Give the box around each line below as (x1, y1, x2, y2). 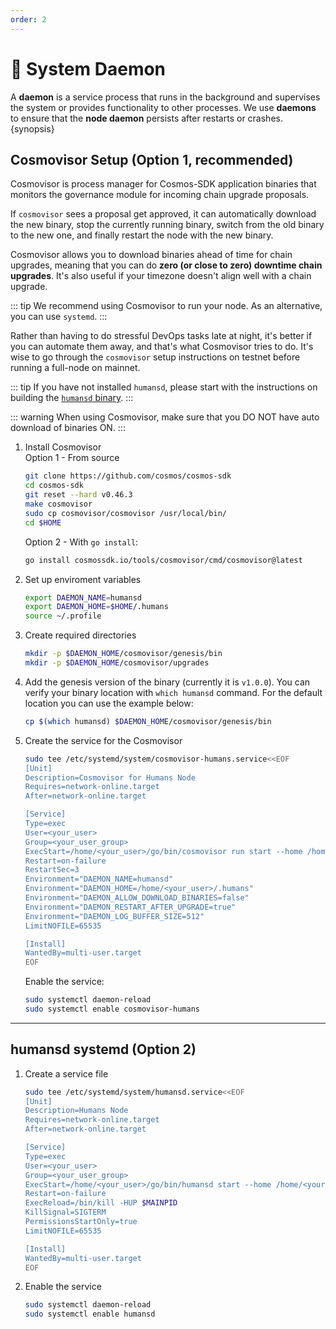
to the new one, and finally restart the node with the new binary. (10, 229, 274, 241)
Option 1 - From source (24, 452, 120, 464)
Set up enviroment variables (24, 573, 142, 585)
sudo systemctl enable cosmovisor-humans (24, 1004, 200, 1014)
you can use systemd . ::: (10, 311, 108, 323)
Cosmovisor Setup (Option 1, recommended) (10, 151, 294, 168)
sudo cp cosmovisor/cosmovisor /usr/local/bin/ (24, 508, 227, 518)
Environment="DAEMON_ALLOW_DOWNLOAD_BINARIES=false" (24, 893, 250, 903)
